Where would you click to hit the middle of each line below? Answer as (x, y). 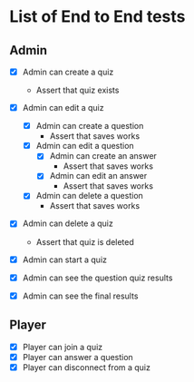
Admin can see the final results (80, 296)
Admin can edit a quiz (63, 108)
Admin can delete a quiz (68, 223)
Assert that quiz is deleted (85, 241)
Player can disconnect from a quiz (87, 367)
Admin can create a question (90, 126)
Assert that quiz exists (78, 90)
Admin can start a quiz (64, 260)
